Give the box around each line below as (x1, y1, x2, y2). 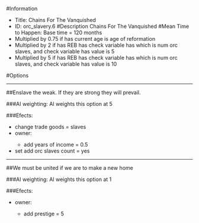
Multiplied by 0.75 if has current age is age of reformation (14, 35, 156, 42)
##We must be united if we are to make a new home (6, 164, 133, 171)
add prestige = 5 (23, 210, 64, 217)
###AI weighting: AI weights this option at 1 (6, 176, 112, 183)
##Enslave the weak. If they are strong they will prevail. (6, 89, 141, 96)
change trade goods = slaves (14, 124, 86, 130)
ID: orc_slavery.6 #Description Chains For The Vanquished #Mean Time (14, 23, 190, 30)
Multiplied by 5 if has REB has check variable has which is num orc (14, 54, 178, 61)
